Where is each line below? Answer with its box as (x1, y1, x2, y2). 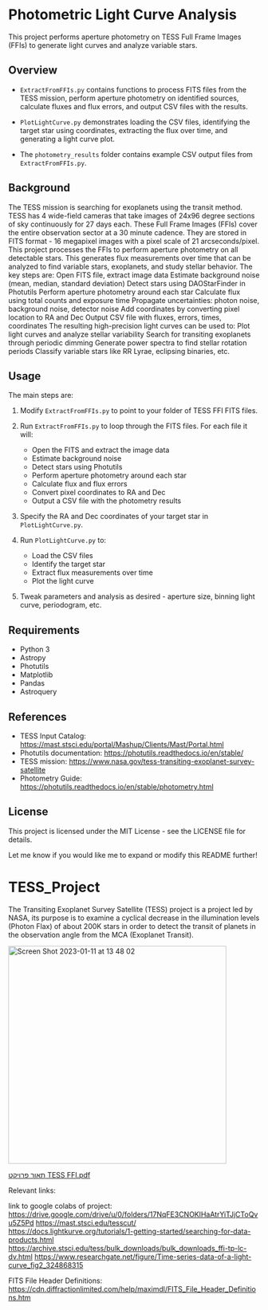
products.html (8, 1234, 54, 1245)
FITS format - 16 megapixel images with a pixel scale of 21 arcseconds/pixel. (8, 236, 259, 246)
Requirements (8, 624, 80, 637)
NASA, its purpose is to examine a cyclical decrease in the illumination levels (8, 913, 260, 923)
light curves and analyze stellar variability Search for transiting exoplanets (8, 329, 251, 339)
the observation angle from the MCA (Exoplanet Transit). (8, 930, 194, 939)
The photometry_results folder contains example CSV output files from (19, 149, 254, 159)
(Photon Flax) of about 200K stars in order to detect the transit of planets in (8, 921, 257, 930)
